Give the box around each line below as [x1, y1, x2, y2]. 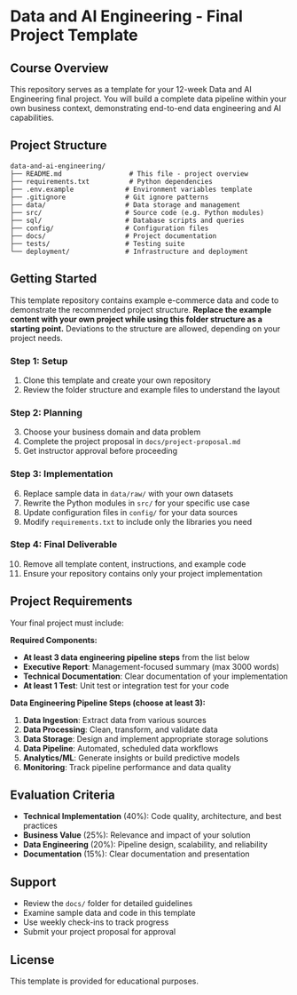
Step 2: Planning [10, 406, 82, 418]
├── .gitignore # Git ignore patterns [10, 193, 209, 202]
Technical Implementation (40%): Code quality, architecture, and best [22, 811, 282, 822]
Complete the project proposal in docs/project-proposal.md [22, 436, 241, 447]
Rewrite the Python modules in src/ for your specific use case [22, 497, 251, 508]
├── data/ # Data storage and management [10, 200, 241, 210]
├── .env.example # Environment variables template [10, 185, 253, 194]
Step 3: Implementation [10, 468, 113, 481]
